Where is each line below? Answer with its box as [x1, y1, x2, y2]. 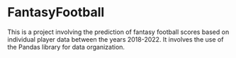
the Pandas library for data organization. [7, 42, 125, 51]
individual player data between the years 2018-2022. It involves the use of [7, 35, 224, 43]
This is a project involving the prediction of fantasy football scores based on [7, 28, 230, 36]
